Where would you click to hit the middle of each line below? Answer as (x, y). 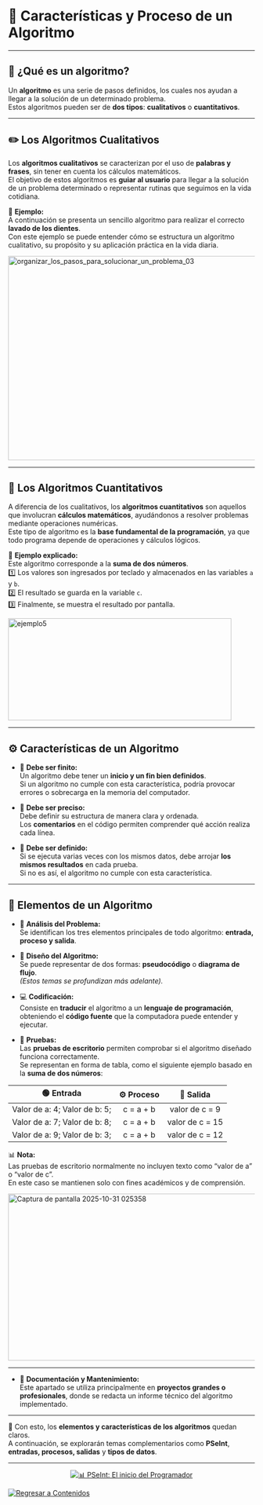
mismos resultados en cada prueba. (79, 865)
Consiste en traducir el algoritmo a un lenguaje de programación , (126, 1008)
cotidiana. (24, 196)
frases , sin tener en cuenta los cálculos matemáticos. (95, 171)
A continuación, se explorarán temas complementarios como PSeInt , (119, 1443)
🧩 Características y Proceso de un (121, 16)
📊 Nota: (22, 1155)
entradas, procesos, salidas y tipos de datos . (83, 1452)
